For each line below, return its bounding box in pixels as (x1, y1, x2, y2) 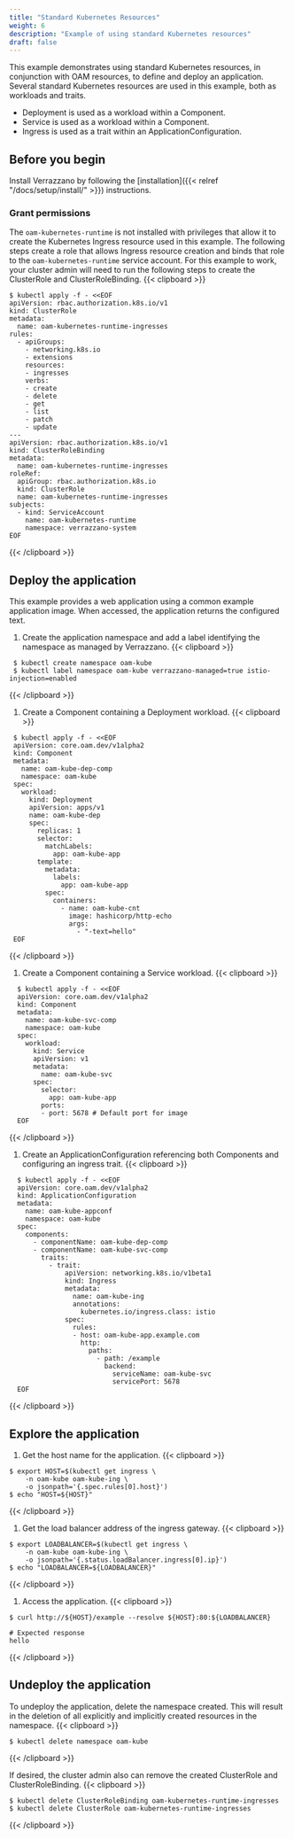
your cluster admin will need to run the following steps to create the (9, 265, 255, 275)
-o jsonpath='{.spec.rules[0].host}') (25, 1482, 168, 1491)
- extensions (25, 353, 73, 362)
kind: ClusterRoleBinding (9, 446, 104, 455)
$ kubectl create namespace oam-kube (12, 659, 152, 668)
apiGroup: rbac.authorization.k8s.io (17, 477, 157, 486)
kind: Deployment (28, 795, 93, 804)
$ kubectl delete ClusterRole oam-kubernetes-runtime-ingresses (9, 1804, 251, 1812)
